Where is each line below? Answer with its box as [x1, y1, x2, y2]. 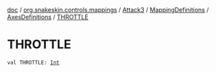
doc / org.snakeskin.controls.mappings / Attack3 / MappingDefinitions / [7, 6, 209, 14]
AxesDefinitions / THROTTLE [7, 13, 89, 21]
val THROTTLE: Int [7, 59, 60, 66]
